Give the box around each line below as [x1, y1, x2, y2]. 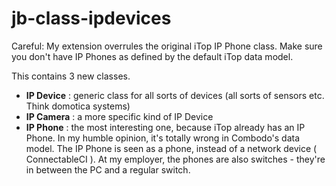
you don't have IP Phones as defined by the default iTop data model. [11, 50, 294, 62]
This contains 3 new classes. [11, 70, 131, 82]
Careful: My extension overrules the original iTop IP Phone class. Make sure [11, 40, 323, 52]
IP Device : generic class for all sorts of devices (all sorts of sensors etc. [25, 89, 325, 101]
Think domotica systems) [25, 100, 131, 112]
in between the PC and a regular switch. [25, 163, 191, 176]
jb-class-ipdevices [11, 7, 172, 30]
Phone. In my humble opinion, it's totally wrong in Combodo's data [25, 132, 301, 144]
